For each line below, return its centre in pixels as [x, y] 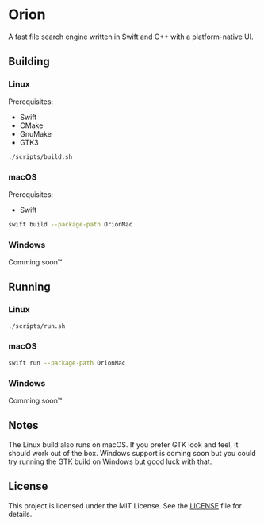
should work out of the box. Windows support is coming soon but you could [132, 453]
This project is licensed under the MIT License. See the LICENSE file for [125, 505]
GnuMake [35, 133]
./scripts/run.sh [37, 326]
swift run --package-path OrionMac [67, 363]
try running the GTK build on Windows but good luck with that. [110, 461]
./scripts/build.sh [40, 156]
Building [29, 62]
